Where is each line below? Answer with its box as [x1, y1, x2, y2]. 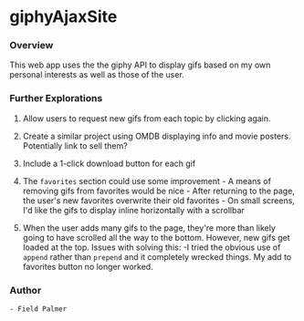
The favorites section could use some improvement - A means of [22, 175, 272, 186]
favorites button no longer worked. [22, 261, 153, 272]
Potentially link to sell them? [22, 140, 128, 151]
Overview [9, 39, 54, 52]
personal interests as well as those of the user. [9, 69, 184, 80]
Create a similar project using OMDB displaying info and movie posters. [22, 130, 291, 141]
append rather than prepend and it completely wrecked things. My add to [22, 251, 292, 262]
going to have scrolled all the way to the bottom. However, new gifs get [22, 232, 290, 243]
